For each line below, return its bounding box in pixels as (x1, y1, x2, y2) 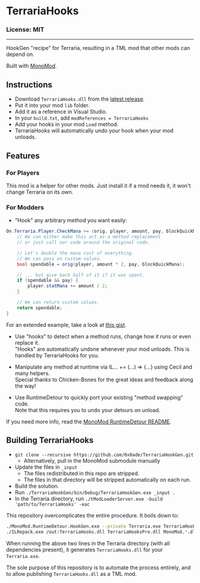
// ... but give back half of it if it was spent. (17, 272, 145, 278)
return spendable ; (17, 305, 62, 311)
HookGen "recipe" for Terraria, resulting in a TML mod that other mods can (6, 45, 190, 52)
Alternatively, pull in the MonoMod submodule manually (23, 457, 161, 464)
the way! (14, 382, 36, 389)
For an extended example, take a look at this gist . (6, 321, 127, 328)
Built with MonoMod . (6, 63, 57, 70)
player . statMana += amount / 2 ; (27, 283, 108, 289)
